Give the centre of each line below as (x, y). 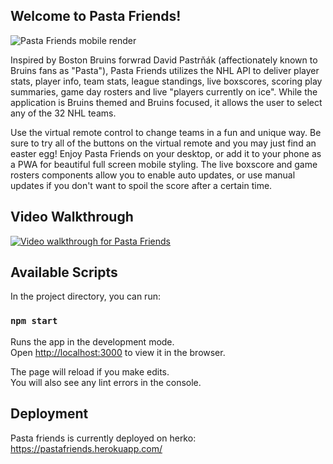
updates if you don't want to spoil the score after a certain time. (141, 185)
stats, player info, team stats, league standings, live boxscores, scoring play (166, 81)
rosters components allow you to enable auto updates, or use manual (153, 175)
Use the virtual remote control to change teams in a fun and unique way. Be (166, 132)
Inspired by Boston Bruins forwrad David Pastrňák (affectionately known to (164, 60)
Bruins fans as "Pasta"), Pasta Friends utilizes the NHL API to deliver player (165, 70)
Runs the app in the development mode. (92, 341)
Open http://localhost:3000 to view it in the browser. (118, 352)
